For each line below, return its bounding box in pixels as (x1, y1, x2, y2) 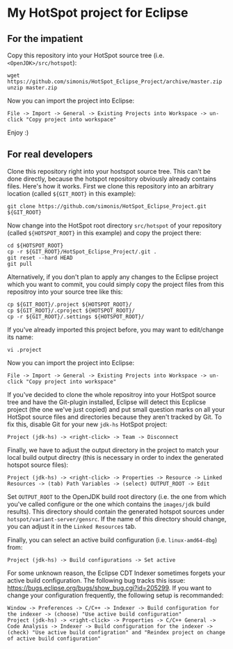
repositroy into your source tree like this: (7, 288, 123, 296)
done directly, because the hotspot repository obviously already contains (7, 174, 217, 183)
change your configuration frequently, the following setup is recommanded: (7, 591, 224, 599)
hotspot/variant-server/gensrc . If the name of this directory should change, (7, 514, 227, 523)
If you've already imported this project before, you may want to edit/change (7, 325, 224, 334)
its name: (7, 333, 33, 341)
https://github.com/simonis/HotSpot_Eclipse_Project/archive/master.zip (7, 78, 223, 85)
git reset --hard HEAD (7, 254, 73, 261)
